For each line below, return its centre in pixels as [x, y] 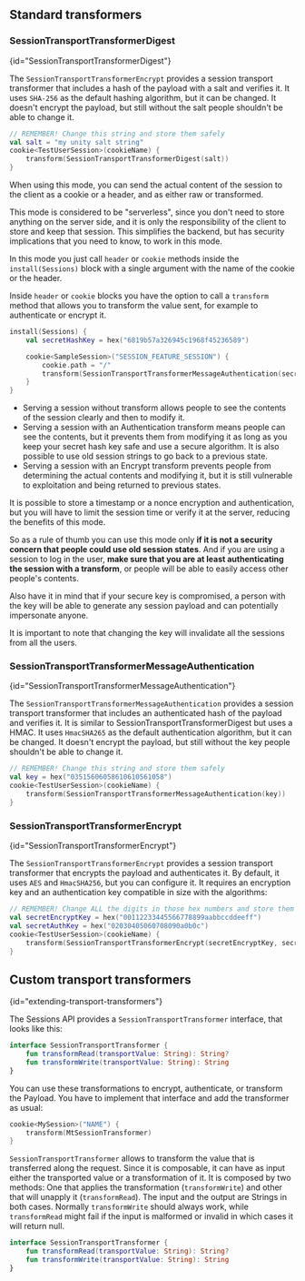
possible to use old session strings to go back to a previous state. [145, 456]
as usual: [26, 1107]
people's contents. [44, 579]
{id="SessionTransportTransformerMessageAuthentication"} [123, 686]
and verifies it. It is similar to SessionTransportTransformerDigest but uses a [151, 723]
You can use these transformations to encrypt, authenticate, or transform [146, 1088]
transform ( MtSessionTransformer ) [89, 1133]
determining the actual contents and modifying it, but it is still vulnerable [157, 476]
